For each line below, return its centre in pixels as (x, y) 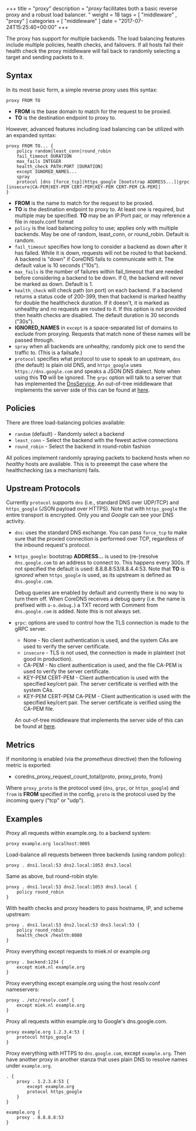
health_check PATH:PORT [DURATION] (60, 167)
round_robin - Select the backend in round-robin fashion (82, 446)
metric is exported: (29, 765)
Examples (24, 819)
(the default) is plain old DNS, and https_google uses (78, 365)
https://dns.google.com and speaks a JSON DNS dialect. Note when (97, 371)
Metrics (20, 745)
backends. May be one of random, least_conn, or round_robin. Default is (102, 234)
